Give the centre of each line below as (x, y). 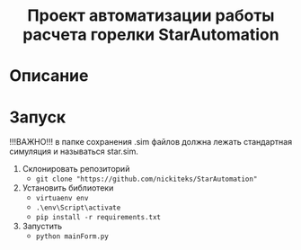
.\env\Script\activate (78, 208)
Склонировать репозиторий (76, 169)
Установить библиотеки (68, 188)
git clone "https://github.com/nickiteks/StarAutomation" (146, 179)
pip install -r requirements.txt (98, 218)
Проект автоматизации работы (151, 16)
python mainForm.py (72, 237)
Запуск (38, 117)
